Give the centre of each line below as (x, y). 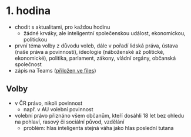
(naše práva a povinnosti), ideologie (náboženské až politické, (89, 52)
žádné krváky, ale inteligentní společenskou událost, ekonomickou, (104, 33)
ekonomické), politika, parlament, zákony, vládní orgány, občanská (95, 58)
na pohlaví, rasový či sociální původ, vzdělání (69, 122)
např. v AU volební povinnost (58, 109)
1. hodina (29, 11)
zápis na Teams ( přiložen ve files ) (55, 70)
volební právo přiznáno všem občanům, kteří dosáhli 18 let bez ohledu (99, 115)
